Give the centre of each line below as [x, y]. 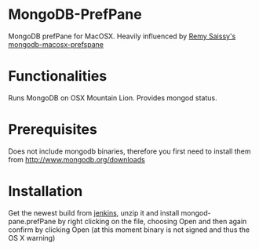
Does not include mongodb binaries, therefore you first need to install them [129, 151]
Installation [46, 191]
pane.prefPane [32, 221]
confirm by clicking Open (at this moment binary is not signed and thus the [129, 230]
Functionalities [58, 76]
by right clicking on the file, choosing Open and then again [152, 221]
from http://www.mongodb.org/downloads [77, 159]
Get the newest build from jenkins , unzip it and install [94, 212]
